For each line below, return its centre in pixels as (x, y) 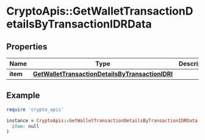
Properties (27, 47)
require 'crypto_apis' (35, 110)
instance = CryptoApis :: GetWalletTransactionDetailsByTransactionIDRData (102, 121)
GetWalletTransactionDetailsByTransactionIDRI (103, 74)
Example (23, 96)
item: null (26, 126)
